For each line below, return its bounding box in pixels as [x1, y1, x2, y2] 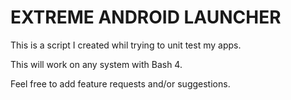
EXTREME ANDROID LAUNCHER [10, 6, 282, 29]
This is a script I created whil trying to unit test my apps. [10, 39, 242, 51]
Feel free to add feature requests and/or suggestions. [10, 77, 231, 90]
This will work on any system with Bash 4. [10, 58, 183, 70]
